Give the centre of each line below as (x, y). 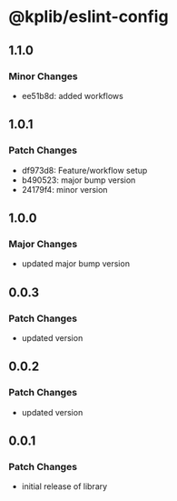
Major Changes (43, 244)
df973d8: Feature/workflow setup (84, 170)
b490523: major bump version (79, 180)
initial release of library (64, 486)
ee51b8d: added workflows (72, 95)
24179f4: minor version (64, 189)
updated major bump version (76, 264)
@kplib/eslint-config (88, 17)
